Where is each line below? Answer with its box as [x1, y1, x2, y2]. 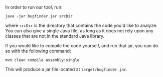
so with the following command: [5, 48, 71, 54]
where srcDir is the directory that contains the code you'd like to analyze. [5, 22, 158, 28]
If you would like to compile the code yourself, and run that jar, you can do [5, 43, 158, 49]
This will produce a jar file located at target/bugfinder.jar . [5, 67, 128, 72]
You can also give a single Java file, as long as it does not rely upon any [5, 28, 154, 34]
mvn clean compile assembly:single [5, 58, 80, 63]
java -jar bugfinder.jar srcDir [5, 14, 73, 19]
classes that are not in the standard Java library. [5, 33, 105, 39]
